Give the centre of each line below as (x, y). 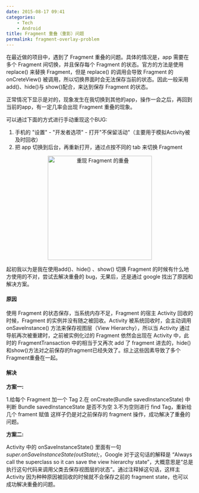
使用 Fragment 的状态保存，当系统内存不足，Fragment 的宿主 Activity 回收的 (99, 313)
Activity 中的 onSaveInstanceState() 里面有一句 (64, 447)
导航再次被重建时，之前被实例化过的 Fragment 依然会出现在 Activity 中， (95, 336)
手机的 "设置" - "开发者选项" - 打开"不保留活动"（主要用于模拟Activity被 (102, 132)
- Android (29, 28)
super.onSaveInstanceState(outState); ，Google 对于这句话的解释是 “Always (99, 455)
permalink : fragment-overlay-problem (53, 39)
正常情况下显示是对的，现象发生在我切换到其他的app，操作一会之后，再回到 (99, 99)
